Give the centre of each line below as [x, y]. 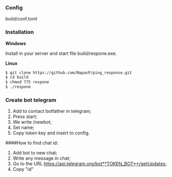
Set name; [24, 128]
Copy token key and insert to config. [51, 133]
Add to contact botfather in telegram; [52, 111]
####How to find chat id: [32, 143]
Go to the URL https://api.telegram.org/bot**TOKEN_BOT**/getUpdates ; [90, 164]
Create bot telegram [31, 100]
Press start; [25, 116]
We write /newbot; [32, 122]
